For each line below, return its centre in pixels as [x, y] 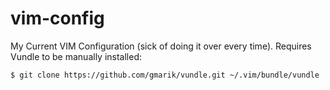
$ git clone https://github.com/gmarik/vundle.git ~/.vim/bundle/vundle [165, 75]
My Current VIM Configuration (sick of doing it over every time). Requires [161, 46]
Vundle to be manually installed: [76, 56]
